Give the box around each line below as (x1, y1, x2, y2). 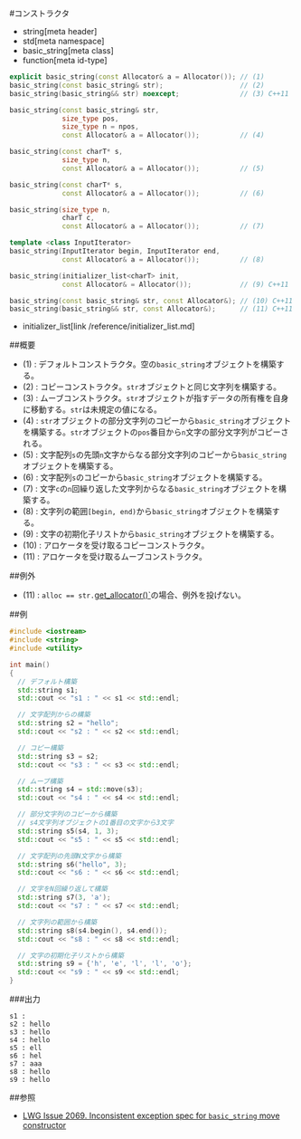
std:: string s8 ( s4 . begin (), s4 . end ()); (17, 926, 168, 935)
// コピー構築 (17, 743, 64, 752)
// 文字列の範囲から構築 (17, 917, 98, 926)
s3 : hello (9, 1028, 51, 1037)
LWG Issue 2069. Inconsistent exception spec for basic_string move (22, 1110, 280, 1121)
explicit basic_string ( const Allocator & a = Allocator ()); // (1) (9, 72, 265, 81)
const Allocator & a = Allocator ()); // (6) (61, 188, 265, 197)
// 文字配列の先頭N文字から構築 (17, 851, 122, 860)
